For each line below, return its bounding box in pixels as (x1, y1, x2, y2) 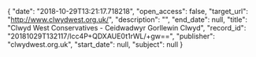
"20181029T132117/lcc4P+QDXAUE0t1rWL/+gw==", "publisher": (7, 31, 216, 41)
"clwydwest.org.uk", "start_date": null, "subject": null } (7, 40, 184, 49)
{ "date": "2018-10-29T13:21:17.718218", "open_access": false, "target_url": (7, 7, 249, 16)
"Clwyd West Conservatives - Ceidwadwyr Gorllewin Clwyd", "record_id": (7, 23, 247, 32)
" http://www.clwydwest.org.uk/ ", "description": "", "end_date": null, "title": (7, 15, 247, 24)
